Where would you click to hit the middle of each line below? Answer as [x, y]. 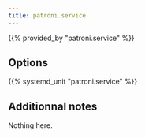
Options [28, 63]
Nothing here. [30, 125]
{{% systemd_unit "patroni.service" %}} [73, 82]
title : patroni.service [47, 15]
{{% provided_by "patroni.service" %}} [72, 38]
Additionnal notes [53, 106]
